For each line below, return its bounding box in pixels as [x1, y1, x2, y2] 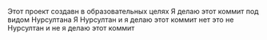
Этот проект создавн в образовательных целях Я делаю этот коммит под [7, 7, 259, 16]
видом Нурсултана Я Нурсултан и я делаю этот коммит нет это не [7, 15, 234, 24]
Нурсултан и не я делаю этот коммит [7, 24, 135, 32]
